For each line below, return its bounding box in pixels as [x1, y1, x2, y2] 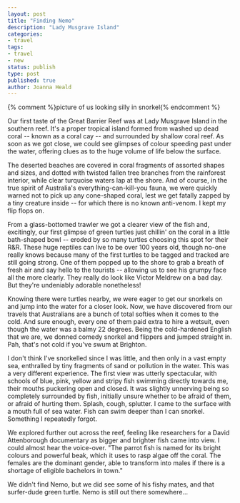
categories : [7, 30, 43, 38]
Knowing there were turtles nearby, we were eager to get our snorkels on [7, 295, 223, 303]
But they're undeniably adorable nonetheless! [7, 281, 141, 290]
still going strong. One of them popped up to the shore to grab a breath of [7, 258, 224, 267]
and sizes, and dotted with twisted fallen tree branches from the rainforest [7, 168, 226, 177]
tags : [7, 44, 24, 51]
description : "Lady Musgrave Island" [7, 24, 120, 31]
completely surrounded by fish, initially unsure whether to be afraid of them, [7, 392, 231, 400]
